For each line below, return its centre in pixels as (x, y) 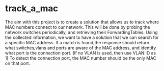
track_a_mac (32, 9)
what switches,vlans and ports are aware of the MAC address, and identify (81, 48)
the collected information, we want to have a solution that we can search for (82, 37)
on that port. (18, 63)
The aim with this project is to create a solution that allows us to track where (82, 22)
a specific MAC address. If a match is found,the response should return (77, 42)
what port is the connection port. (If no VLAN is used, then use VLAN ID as (81, 53)
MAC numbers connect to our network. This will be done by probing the (78, 27)
